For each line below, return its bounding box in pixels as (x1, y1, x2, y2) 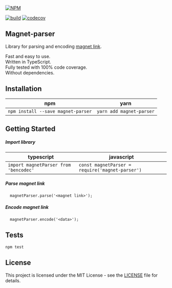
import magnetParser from (8, 162, 71, 168)
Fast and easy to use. (5, 53, 51, 59)
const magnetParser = (78, 162, 132, 168)
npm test (5, 244, 24, 249)
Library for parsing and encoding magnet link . (5, 43, 102, 49)
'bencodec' (8, 167, 34, 173)
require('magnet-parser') (78, 167, 142, 173)
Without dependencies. (5, 69, 55, 75)
